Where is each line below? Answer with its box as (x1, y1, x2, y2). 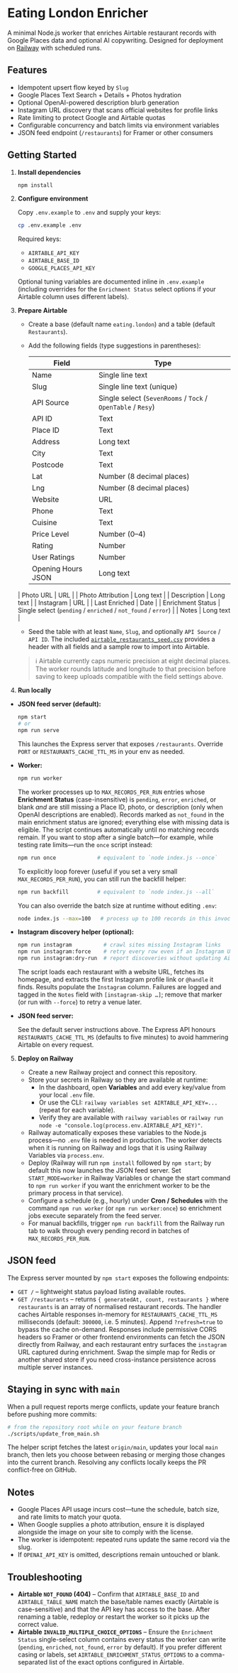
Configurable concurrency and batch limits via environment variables (17, 121, 220, 129)
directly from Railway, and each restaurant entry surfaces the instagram (17, 1340, 227, 1348)
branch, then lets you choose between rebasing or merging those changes (7, 1451, 225, 1459)
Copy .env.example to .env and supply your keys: (17, 208, 161, 217)
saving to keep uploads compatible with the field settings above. (35, 672, 224, 681)
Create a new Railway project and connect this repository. (28, 1068, 197, 1077)
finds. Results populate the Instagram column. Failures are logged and (17, 983, 222, 991)
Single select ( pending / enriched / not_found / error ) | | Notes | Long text (17, 606, 231, 615)
